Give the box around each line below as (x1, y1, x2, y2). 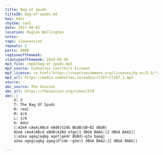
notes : (5, 35, 18, 39)
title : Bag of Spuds (5, 7, 47, 12)
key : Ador (5, 16, 25, 21)
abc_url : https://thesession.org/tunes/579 (5, 89, 95, 94)
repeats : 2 (5, 43, 27, 48)
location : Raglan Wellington (5, 30, 64, 35)
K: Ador (14, 120, 29, 125)
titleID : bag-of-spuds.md (5, 12, 57, 17)
